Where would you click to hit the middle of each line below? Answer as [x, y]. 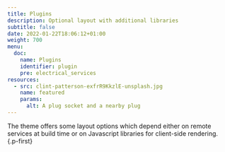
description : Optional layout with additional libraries [93, 21]
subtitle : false [31, 27]
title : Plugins [30, 14]
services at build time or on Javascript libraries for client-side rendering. [112, 133]
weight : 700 [25, 40]
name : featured [42, 93]
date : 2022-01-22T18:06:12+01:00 [57, 34]
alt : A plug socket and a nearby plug [83, 106]
